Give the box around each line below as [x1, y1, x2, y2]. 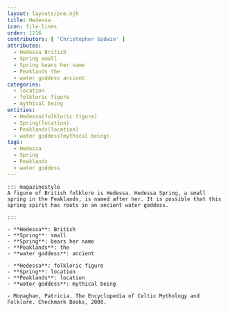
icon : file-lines [7, 23, 58, 30]
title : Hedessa [7, 17, 51, 24]
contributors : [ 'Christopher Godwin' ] [7, 36, 126, 43]
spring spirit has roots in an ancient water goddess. [7, 201, 169, 208]
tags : [7, 139, 23, 146]
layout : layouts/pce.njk [7, 10, 79, 17]
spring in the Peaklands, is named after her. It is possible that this [7, 195, 222, 203]
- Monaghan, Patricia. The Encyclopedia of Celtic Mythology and [7, 292, 200, 300]
